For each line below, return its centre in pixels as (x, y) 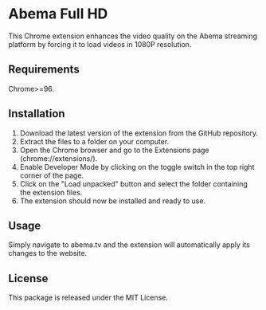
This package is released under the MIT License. (88, 298)
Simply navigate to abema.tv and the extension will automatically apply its (129, 245)
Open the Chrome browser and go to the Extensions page (114, 150)
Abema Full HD (58, 14)
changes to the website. (48, 253)
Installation (37, 114)
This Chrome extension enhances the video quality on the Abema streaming (133, 36)
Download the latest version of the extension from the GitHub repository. (139, 133)
